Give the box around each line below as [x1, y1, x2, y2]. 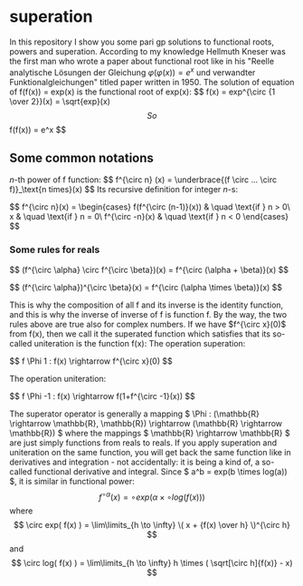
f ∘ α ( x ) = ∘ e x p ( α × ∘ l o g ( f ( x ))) [99, 490, 205, 503]
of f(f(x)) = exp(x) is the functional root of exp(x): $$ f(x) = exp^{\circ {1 [9, 86, 276, 97]
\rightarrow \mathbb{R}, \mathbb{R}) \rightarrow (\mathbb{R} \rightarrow [9, 417, 283, 428]
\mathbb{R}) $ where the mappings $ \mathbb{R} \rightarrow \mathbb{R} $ [9, 427, 291, 438]
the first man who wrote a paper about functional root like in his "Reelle [9, 55, 274, 66]
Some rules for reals [9, 243, 100, 256]
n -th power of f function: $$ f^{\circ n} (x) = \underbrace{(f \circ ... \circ [9, 174, 278, 185]
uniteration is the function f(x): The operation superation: [33, 337, 246, 348]
